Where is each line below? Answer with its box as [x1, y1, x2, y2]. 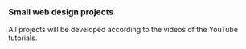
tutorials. [8, 33, 38, 43]
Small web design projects [8, 6, 114, 18]
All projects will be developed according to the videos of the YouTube [8, 25, 239, 35]
